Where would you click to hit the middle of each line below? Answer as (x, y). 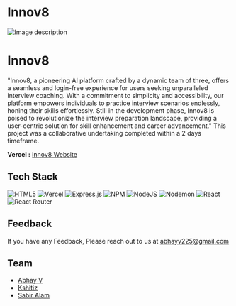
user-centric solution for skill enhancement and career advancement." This (117, 126)
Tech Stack (33, 177)
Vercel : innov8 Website (43, 154)
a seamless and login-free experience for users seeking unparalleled (108, 88)
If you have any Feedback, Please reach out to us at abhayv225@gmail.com (118, 241)
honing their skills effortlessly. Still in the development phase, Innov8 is (111, 110)
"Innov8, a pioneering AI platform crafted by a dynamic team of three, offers (118, 80)
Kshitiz (27, 288)
